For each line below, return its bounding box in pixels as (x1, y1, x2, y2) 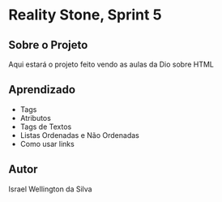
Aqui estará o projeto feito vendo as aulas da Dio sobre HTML (8, 59, 215, 69)
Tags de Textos (19, 122, 72, 131)
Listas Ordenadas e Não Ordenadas (19, 130, 139, 140)
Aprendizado (8, 83, 75, 97)
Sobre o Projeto (8, 38, 88, 52)
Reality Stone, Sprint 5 (8, 6, 162, 24)
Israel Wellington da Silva (8, 184, 92, 194)
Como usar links (19, 139, 75, 148)
